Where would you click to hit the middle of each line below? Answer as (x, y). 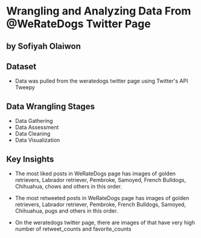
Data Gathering (34, 121)
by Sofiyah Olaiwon (44, 46)
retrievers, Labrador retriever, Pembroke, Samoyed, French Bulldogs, (100, 180)
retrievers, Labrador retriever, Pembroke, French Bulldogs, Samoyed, (100, 205)
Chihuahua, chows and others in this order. (69, 186)
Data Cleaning (33, 134)
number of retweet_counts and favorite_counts (73, 229)
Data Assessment (37, 127)
